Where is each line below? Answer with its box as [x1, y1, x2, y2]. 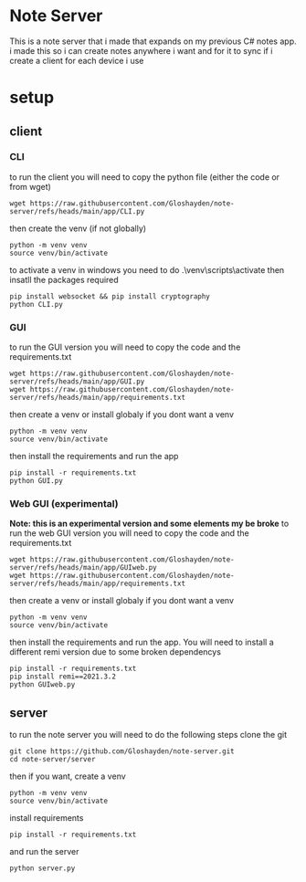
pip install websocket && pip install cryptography [9, 291, 210, 301]
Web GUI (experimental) [9, 498, 119, 510]
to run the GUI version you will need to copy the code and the [9, 341, 241, 352]
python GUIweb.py [9, 680, 76, 689]
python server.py [9, 864, 76, 873]
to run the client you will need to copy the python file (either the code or [9, 171, 280, 183]
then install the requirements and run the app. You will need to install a [9, 636, 274, 648]
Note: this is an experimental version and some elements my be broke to [9, 518, 290, 530]
